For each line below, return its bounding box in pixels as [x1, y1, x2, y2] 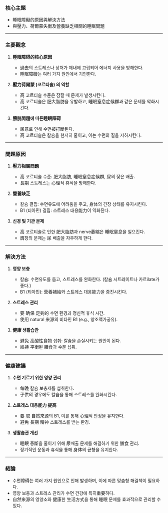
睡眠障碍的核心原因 [12, 54, 52, 60]
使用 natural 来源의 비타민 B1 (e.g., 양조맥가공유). [19, 317, 118, 323]
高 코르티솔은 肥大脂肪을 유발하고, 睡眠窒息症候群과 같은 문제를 [19, 98, 146, 104]
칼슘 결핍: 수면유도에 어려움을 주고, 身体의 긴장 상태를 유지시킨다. [19, 201, 147, 207]
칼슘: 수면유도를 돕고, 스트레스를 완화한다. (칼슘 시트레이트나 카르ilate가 [19, 277, 160, 283]
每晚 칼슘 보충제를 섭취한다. [19, 385, 74, 391]
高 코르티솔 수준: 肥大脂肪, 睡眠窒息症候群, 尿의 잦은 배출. [19, 173, 135, 179]
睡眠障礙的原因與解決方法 [12, 17, 65, 23]
